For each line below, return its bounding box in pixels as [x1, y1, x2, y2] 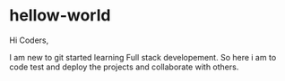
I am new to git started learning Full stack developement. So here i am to [9, 52, 277, 62]
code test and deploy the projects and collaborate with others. [9, 61, 239, 72]
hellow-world [9, 5, 111, 26]
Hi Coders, [9, 35, 49, 45]
